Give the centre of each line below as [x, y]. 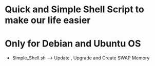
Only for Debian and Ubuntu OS [73, 44]
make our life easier [48, 20]
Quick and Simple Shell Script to [74, 9]
